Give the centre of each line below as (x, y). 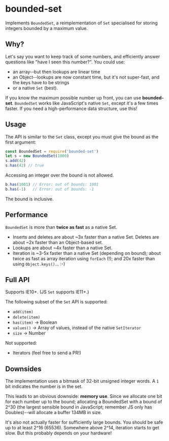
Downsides (23, 369)
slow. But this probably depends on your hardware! (59, 433)
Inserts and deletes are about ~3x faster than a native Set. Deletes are (86, 237)
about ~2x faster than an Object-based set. (58, 242)
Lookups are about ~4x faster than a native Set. (62, 248)
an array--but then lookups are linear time (56, 72)
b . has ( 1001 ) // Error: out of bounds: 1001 (52, 185)
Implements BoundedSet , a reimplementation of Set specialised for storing (82, 23)
